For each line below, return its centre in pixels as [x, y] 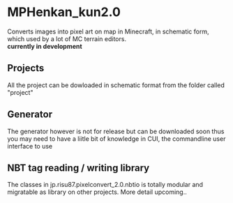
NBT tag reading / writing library [78, 168]
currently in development [45, 46]
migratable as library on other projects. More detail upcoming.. [97, 192]
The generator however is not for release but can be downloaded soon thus [116, 131]
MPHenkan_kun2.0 [64, 12]
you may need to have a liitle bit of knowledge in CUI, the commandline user [116, 138]
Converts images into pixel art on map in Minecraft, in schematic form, [108, 31]
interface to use [30, 146]
